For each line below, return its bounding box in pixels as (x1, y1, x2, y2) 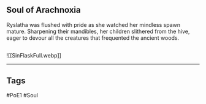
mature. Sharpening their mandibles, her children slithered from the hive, (6, 28, 190, 35)
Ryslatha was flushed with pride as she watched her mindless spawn (6, 21, 181, 28)
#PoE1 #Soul (6, 92, 39, 99)
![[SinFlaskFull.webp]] (6, 52, 61, 59)
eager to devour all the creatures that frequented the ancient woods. (6, 34, 180, 42)
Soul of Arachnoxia (6, 5, 81, 15)
